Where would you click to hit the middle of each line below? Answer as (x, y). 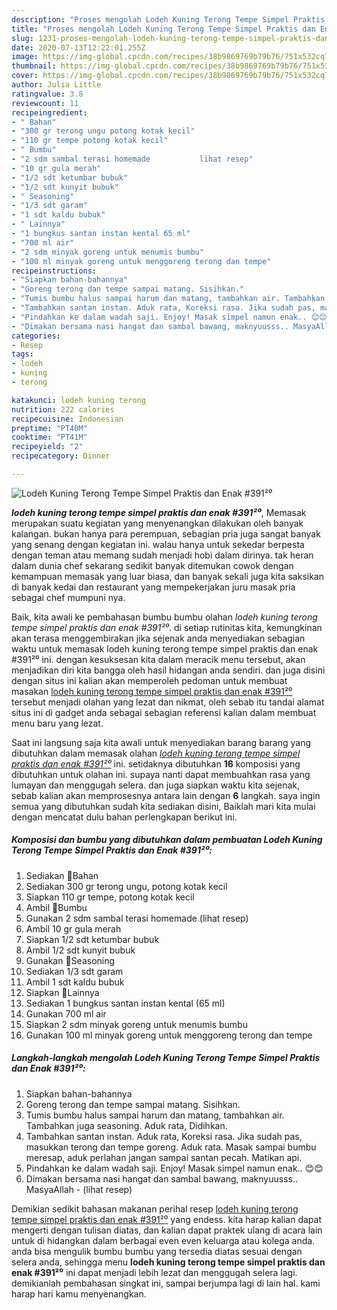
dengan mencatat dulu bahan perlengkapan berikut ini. (124, 817)
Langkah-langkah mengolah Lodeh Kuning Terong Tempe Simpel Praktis (166, 1058)
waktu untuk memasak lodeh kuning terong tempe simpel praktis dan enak (165, 648)
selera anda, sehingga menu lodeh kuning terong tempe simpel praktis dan (168, 1262)
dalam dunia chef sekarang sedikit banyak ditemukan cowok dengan (152, 565)
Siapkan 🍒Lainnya (62, 992)
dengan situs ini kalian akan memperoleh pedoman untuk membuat (149, 680)
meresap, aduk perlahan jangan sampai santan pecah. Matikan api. (164, 1157)
